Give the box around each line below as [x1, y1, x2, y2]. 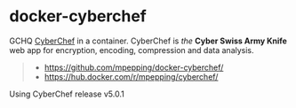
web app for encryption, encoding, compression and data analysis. [9, 44, 255, 55]
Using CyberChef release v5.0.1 [9, 89, 124, 99]
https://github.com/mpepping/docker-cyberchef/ [44, 62, 224, 73]
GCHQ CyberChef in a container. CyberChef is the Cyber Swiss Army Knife [9, 35, 287, 46]
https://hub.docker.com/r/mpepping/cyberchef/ [44, 71, 219, 81]
